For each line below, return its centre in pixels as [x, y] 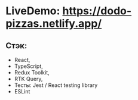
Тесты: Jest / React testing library [56, 85]
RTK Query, [28, 79]
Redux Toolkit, [32, 72]
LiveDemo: [33, 11]
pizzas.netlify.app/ [54, 24]
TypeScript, [28, 66]
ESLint [22, 91]
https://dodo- [97, 11]
